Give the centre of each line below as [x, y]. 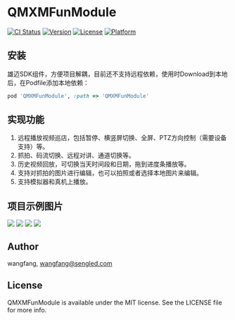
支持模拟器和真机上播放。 [55, 182]
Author [23, 247]
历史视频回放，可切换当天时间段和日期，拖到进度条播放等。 [104, 164]
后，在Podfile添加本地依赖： [48, 82]
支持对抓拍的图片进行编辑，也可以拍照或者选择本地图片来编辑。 [110, 173]
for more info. [27, 309]
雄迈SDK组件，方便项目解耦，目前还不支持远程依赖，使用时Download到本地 [118, 74]
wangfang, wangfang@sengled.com [60, 264]
